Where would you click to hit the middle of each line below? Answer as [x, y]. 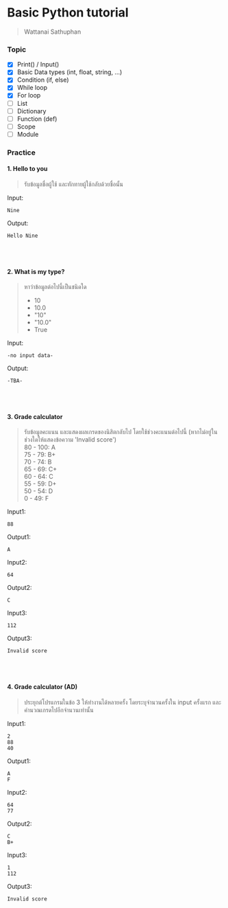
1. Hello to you [27, 169]
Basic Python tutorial [68, 13]
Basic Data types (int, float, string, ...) [69, 72]
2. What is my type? [36, 271]
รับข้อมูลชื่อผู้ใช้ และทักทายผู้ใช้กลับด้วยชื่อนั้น [73, 184]
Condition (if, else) [43, 80]
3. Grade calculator [35, 416]
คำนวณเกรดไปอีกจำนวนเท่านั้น [59, 710]
